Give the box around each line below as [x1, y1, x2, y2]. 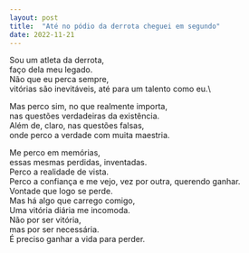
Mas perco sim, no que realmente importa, [9, 101, 168, 112]
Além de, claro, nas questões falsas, [9, 120, 145, 131]
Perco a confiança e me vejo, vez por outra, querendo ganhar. [9, 176, 241, 187]
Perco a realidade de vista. [9, 166, 110, 177]
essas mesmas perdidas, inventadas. [9, 157, 148, 168]
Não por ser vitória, [9, 214, 81, 226]
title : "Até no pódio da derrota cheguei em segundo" [9, 22, 221, 31]
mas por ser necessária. [9, 224, 100, 235]
